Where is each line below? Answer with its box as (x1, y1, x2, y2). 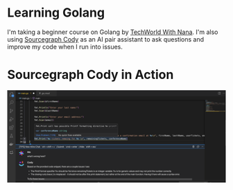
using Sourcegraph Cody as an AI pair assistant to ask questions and (7, 35, 205, 43)
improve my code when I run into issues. (7, 42, 123, 51)
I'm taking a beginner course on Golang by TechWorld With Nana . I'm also (7, 28, 218, 36)
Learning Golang (7, 5, 105, 21)
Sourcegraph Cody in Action (7, 67, 174, 83)
